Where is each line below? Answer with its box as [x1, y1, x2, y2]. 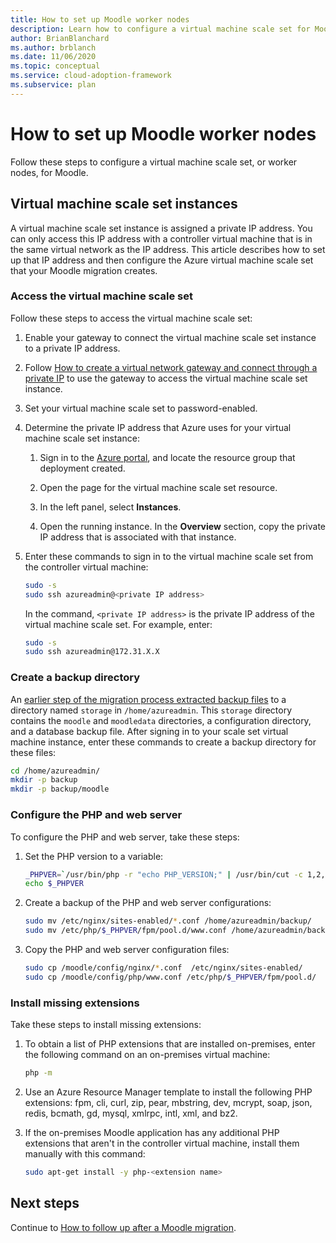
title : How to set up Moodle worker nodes [10, 14, 190, 25]
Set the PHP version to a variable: [24, 850, 164, 862]
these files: [10, 746, 57, 758]
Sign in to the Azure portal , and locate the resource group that [39, 451, 296, 463]
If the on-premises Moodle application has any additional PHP [24, 1126, 280, 1138]
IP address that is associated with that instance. [39, 531, 237, 543]
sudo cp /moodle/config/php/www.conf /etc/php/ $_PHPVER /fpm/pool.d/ [24, 972, 317, 982]
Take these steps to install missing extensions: [10, 1019, 202, 1031]
